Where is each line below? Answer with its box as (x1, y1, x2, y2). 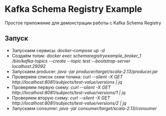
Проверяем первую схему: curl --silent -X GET (11, 84, 111, 90)
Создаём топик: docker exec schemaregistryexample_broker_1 (11, 53, 141, 58)
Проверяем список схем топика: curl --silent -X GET (11, 73, 123, 80)
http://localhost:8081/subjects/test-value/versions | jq (11, 79, 122, 85)
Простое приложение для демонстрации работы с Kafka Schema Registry (4, 20, 162, 26)
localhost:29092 (11, 63, 46, 69)
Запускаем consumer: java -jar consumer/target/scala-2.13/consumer (11, 105, 157, 111)
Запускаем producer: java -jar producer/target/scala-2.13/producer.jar (11, 68, 158, 74)
